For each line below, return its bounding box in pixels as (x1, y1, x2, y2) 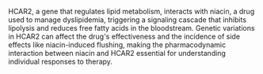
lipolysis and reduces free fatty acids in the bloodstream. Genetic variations (8, 24, 255, 32)
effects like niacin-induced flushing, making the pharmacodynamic (8, 40, 227, 50)
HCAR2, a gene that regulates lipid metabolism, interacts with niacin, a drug (8, 7, 255, 16)
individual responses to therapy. (8, 57, 113, 66)
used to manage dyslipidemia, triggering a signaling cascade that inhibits (8, 15, 247, 24)
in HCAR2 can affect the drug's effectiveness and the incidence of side (8, 31, 240, 41)
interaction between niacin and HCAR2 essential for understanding (8, 49, 226, 57)
